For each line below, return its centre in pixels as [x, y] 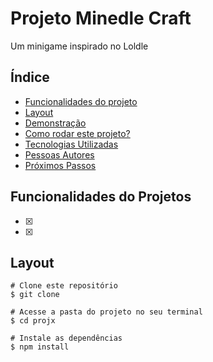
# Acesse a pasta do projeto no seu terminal [106, 312]
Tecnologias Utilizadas [71, 144]
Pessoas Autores [59, 154]
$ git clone [35, 295]
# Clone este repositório [64, 286]
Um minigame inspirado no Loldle [79, 46]
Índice [30, 77]
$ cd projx [33, 321]
